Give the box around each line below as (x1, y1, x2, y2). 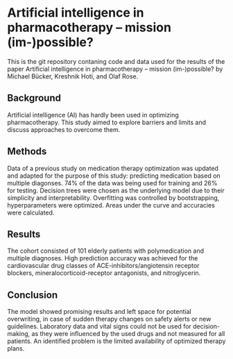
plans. (7, 344, 25, 353)
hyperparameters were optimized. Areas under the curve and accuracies (7, 201, 215, 209)
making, (7, 330, 31, 338)
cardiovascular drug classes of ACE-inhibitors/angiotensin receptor (7, 262, 200, 270)
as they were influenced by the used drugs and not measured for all (31, 330, 225, 338)
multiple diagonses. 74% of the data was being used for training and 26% (7, 178, 218, 187)
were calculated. (7, 208, 55, 217)
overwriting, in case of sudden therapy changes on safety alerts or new (7, 315, 212, 324)
